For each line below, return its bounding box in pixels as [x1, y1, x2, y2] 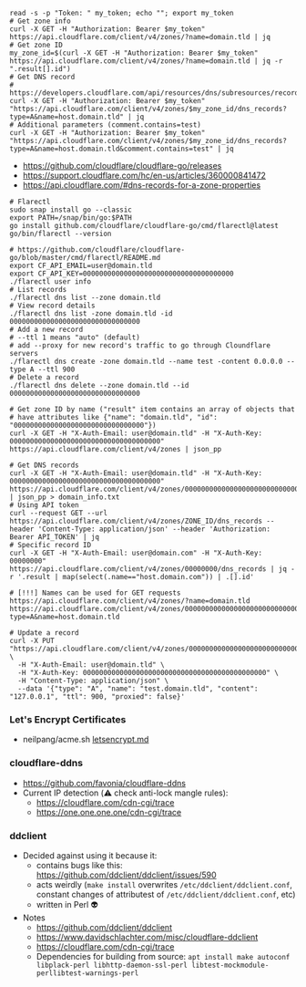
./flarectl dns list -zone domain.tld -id [9, 309, 173, 318]
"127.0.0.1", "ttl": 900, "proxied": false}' [9, 692, 185, 701]
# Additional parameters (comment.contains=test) [9, 120, 202, 130]
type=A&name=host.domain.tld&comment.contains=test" [9, 144, 214, 153]
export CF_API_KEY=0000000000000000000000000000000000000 [9, 269, 234, 278]
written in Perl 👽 [36, 899, 98, 909]
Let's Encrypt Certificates [9, 712, 127, 725]
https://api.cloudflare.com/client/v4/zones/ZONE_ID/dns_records [9, 516, 262, 525]
